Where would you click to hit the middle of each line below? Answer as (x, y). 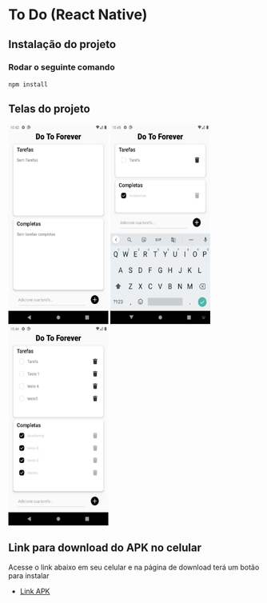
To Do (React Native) (78, 15)
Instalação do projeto (62, 44)
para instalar (29, 575)
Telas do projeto (49, 109)
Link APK (35, 591)
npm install (28, 84)
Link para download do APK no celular (105, 548)
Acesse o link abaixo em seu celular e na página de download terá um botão (134, 567)
